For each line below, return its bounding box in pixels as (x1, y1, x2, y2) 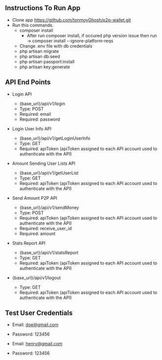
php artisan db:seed (19, 53, 60, 59)
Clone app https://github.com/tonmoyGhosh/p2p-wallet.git (12, 17, 131, 23)
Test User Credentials (5, 309, 73, 317)
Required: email (19, 111, 51, 117)
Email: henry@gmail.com (12, 341, 63, 347)
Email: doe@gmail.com (12, 322, 59, 328)
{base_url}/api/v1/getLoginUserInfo (19, 135, 91, 141)
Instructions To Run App (5, 4, 81, 12)
